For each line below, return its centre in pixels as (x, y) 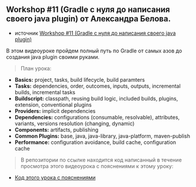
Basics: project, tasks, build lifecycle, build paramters (80, 79)
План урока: (36, 68)
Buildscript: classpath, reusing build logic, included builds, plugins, (96, 98)
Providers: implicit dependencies (55, 111)
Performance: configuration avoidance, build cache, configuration (95, 142)
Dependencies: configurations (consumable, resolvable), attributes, (97, 117)
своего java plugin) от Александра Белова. (89, 19)
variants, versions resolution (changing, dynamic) (74, 123)
